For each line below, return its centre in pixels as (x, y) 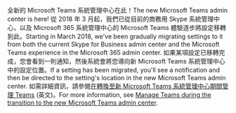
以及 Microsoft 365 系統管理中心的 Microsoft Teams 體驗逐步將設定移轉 (123, 28)
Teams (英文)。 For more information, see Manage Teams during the (113, 95)
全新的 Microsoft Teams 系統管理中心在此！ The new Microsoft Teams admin (118, 10)
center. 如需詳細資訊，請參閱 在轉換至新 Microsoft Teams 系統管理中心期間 (115, 86)
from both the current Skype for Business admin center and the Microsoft (113, 44)
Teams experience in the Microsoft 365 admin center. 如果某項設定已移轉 (113, 52)
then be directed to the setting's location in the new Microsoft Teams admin (117, 78)
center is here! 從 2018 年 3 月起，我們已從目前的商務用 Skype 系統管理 (111, 19)
